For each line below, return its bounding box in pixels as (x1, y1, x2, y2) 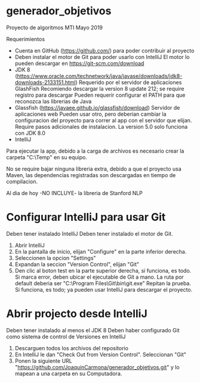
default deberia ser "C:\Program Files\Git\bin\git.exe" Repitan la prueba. (14, 279, 192, 287)
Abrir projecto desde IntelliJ (6, 307, 147, 320)
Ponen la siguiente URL (14, 357, 73, 365)
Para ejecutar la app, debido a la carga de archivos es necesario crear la (6, 147, 184, 155)
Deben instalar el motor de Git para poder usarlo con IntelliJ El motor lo (14, 53, 190, 60)
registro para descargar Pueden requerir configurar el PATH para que (14, 91, 186, 98)
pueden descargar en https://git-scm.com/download (14, 60, 144, 67)
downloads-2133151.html (14, 79, 76, 86)
